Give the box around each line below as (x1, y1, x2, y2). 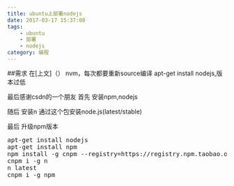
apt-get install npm (7, 143, 78, 150)
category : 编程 (7, 49, 49, 56)
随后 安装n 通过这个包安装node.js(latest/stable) (7, 107, 143, 116)
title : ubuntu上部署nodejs (7, 10, 82, 17)
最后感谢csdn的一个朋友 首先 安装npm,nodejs (7, 92, 138, 101)
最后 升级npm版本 (7, 122, 59, 130)
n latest (7, 164, 37, 171)
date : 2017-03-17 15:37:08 (7, 17, 86, 24)
